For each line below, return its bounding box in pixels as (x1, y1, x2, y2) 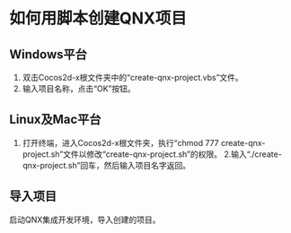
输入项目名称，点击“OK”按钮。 (22, 83, 137, 94)
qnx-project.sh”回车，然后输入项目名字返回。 (22, 160, 191, 170)
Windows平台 (9, 47, 87, 62)
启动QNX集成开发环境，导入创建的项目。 (9, 214, 161, 225)
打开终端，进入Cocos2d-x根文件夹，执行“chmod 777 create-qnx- (22, 137, 266, 148)
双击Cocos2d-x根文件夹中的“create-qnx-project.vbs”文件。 (22, 73, 244, 82)
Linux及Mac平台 (9, 112, 101, 127)
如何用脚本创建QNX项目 (9, 8, 187, 29)
